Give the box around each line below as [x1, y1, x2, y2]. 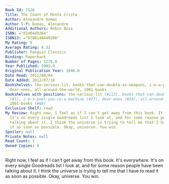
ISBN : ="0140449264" [5, 31, 49, 36]
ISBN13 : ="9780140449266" [5, 36, 59, 41]
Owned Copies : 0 [5, 143, 39, 149]
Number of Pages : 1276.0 [5, 59, 57, 64]
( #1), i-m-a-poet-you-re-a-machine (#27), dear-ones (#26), [10, 96, 138, 101]
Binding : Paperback [5, 54, 46, 59]
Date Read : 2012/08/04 [5, 73, 53, 78]
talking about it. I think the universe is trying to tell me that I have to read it [5, 168, 158, 174]
